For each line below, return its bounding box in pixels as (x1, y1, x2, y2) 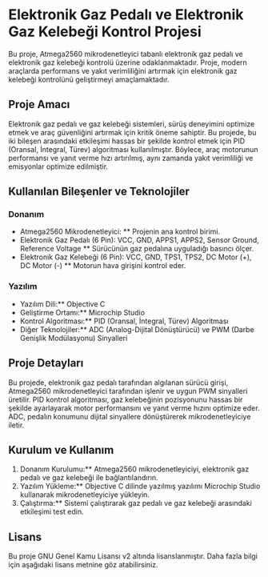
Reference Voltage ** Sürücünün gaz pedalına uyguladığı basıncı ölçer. (19, 244, 254, 254)
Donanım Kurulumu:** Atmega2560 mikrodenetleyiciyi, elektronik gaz (19, 464, 250, 474)
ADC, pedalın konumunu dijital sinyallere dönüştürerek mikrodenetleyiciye (8, 411, 251, 421)
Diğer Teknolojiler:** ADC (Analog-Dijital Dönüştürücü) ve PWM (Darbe (19, 324, 254, 334)
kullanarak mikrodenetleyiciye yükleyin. (19, 490, 150, 499)
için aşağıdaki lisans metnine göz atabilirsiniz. (8, 560, 158, 570)
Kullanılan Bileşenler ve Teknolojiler (8, 185, 190, 198)
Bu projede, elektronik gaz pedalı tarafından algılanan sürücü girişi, (8, 378, 229, 387)
